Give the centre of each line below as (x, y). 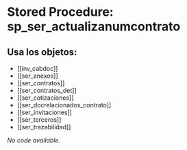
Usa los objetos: (42, 52)
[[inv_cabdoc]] (37, 68)
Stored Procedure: (61, 12)
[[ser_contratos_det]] (47, 90)
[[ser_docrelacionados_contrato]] (64, 105)
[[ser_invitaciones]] (44, 112)
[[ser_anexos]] (37, 76)
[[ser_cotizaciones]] (45, 98)
